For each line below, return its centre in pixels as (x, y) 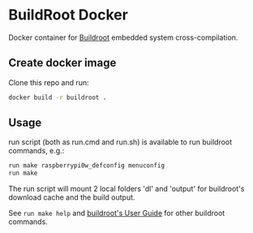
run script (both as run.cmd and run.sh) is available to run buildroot (120, 142)
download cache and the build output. (72, 197)
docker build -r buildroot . (58, 97)
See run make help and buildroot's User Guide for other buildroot (117, 214)
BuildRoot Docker (68, 15)
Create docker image (62, 63)
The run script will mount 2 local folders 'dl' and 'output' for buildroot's (126, 189)
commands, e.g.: (36, 151)
